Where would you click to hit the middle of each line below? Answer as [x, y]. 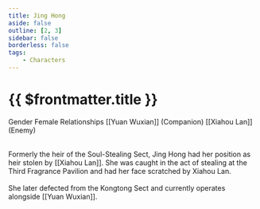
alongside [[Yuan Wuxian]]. [53, 196]
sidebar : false [33, 38]
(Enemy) [22, 130]
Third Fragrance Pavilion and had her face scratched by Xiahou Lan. [120, 171]
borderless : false [39, 45]
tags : [17, 53]
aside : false [30, 23]
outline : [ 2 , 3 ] [35, 30]
